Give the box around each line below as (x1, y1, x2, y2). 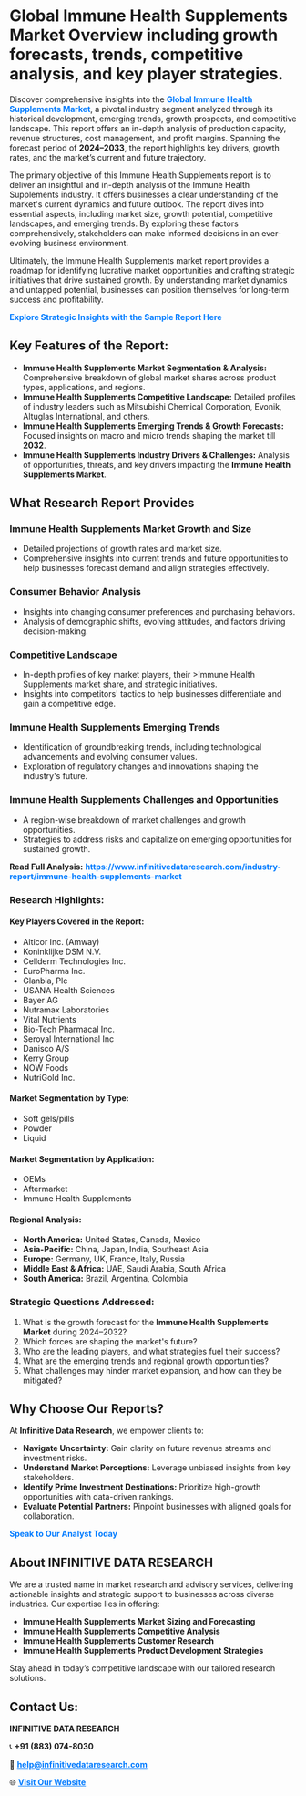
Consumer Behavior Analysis (9, 586, 141, 598)
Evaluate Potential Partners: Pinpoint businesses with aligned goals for (22, 1501, 292, 1512)
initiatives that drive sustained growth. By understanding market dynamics (9, 275, 288, 285)
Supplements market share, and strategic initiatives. (22, 679, 218, 690)
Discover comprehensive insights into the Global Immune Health (9, 93, 253, 105)
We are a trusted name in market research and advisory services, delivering (9, 1579, 294, 1590)
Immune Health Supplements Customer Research (22, 1635, 215, 1646)
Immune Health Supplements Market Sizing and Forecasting (22, 1616, 256, 1627)
